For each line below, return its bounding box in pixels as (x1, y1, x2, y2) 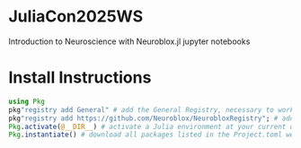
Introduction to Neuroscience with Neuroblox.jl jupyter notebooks (8, 36, 251, 47)
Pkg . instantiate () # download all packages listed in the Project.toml (8, 130, 282, 140)
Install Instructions (8, 67, 152, 88)
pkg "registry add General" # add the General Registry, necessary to (8, 105, 275, 114)
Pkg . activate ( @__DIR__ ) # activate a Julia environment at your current (8, 122, 287, 131)
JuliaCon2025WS (8, 6, 144, 27)
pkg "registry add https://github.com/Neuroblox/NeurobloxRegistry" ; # (8, 114, 279, 123)
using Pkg (8, 97, 46, 106)
